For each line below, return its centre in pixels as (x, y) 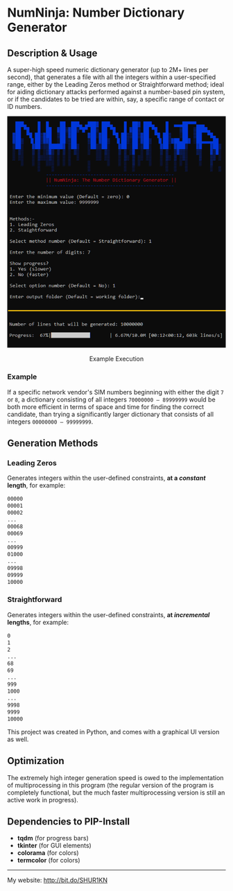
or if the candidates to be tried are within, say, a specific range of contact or (116, 99)
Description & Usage (52, 53)
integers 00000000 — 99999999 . (50, 422)
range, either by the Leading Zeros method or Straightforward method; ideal (115, 84)
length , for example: (36, 485)
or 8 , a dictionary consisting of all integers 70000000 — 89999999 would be (112, 399)
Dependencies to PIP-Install (69, 821)
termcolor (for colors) (49, 860)
